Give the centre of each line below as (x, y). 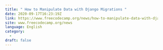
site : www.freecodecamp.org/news (39, 23)
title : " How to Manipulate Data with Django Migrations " (66, 9)
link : (10, 18)
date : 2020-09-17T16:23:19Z (33, 14)
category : (15, 31)
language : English (24, 27)
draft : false (18, 40)
